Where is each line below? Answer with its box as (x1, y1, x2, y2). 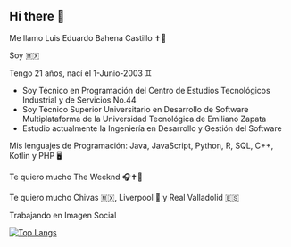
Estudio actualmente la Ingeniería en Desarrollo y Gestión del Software (21, 122, 283, 134)
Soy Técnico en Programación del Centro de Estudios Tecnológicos (21, 85, 270, 95)
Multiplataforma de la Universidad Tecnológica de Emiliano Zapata (21, 113, 267, 124)
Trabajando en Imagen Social (9, 210, 117, 220)
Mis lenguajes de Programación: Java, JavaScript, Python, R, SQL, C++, (9, 140, 274, 151)
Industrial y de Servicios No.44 (21, 95, 137, 105)
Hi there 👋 (9, 9, 65, 24)
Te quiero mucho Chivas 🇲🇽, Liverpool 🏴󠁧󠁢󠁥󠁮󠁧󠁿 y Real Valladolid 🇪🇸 (9, 192, 239, 202)
